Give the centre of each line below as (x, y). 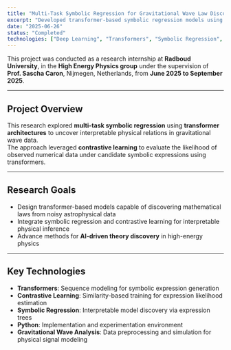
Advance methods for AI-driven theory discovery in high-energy (110, 236)
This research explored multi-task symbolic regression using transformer (113, 125)
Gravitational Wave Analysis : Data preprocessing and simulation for (114, 332)
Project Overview (45, 109)
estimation (32, 302)
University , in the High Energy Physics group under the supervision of (108, 66)
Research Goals (42, 190)
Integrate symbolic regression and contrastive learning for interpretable (118, 221)
